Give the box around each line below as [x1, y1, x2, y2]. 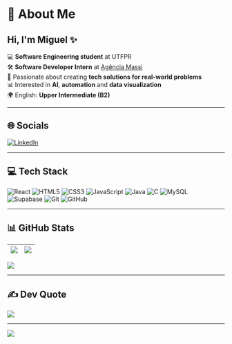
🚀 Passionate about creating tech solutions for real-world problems [7, 73, 202, 81]
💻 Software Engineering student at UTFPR [7, 52, 132, 61]
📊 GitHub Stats [7, 222, 75, 234]
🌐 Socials [7, 120, 50, 132]
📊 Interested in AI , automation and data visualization [7, 81, 162, 88]
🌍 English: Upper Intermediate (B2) [7, 91, 110, 99]
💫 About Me [7, 6, 76, 22]
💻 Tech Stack [7, 166, 68, 178]
